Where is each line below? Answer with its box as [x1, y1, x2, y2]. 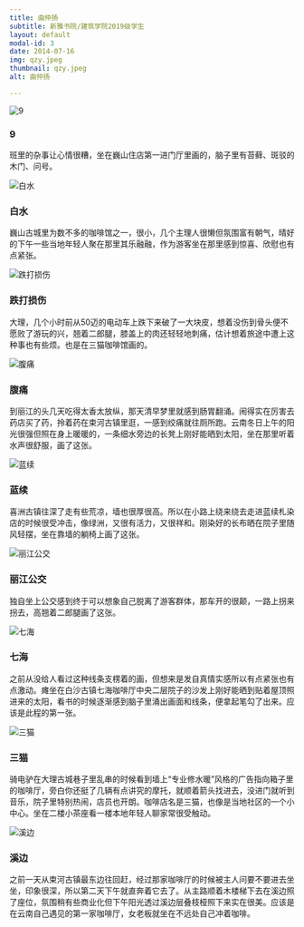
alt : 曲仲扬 [9, 73, 51, 82]
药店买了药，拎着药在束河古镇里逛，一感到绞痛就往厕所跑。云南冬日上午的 [9, 416, 287, 427]
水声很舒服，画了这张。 [9, 439, 97, 450]
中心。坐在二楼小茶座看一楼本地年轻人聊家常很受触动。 [9, 808, 215, 819]
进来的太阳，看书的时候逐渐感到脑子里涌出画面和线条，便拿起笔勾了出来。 [9, 696, 287, 707]
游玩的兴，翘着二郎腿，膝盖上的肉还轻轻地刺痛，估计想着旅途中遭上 [33, 327, 287, 338]
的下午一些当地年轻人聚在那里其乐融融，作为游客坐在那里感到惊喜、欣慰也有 [9, 239, 295, 249]
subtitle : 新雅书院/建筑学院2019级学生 [9, 22, 145, 31]
